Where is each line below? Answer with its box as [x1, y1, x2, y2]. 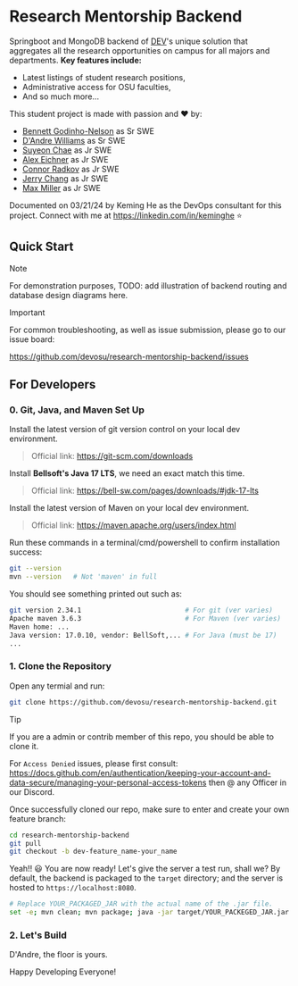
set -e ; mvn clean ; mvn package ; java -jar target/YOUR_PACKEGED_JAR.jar [9, 908, 290, 917]
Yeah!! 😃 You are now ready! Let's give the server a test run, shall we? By [9, 864, 281, 874]
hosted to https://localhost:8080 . [9, 882, 137, 893]
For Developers [9, 377, 96, 392]
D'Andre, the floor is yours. [9, 949, 109, 960]
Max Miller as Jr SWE [21, 182, 101, 193]
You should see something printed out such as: [9, 589, 183, 599]
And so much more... [21, 91, 100, 102]
